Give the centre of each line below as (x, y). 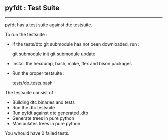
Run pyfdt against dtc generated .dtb (50, 113)
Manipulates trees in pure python (46, 123)
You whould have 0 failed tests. (37, 133)
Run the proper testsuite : (38, 73)
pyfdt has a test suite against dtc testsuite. (49, 25)
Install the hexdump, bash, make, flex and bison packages (72, 63)
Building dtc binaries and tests (43, 102)
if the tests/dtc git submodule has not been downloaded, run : (76, 44)
